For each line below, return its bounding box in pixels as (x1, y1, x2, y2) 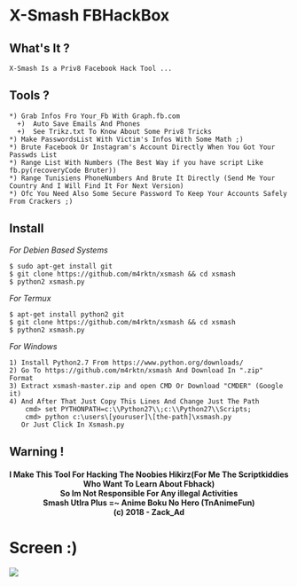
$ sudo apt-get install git (9, 262, 113, 270)
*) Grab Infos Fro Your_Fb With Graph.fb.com (9, 112, 180, 121)
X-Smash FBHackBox (9, 5, 170, 26)
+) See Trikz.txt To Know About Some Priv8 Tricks (17, 127, 213, 136)
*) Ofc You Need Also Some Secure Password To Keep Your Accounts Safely (9, 189, 288, 198)
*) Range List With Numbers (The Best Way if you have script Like (9, 158, 264, 167)
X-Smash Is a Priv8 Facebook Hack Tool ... (9, 64, 173, 73)
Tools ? (9, 88, 51, 103)
